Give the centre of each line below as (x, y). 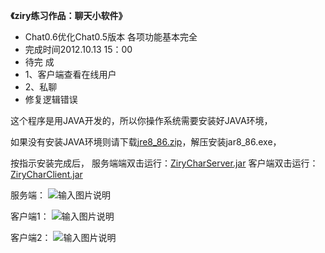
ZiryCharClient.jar (46, 174)
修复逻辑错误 (51, 99)
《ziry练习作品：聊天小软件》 (69, 15)
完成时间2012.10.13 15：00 (78, 49)
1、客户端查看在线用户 (70, 74)
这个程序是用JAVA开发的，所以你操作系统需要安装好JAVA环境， (141, 120)
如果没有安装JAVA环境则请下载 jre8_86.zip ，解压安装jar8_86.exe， (146, 142)
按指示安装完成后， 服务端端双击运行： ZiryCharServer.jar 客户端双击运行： (164, 163)
